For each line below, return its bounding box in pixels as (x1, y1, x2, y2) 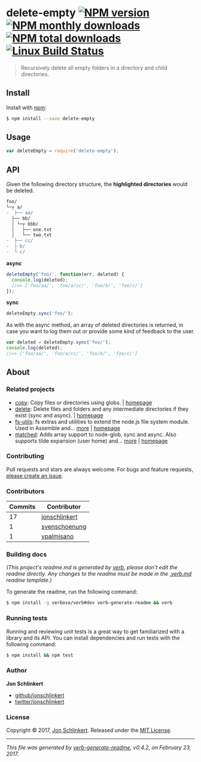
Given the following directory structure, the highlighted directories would (6, 181, 188, 188)
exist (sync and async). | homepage (14, 411, 103, 419)
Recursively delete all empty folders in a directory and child (20, 64, 167, 71)
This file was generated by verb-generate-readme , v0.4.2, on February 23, (6, 744, 191, 751)
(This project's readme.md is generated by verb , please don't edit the (6, 564, 178, 571)
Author (6, 667, 28, 675)
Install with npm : (6, 104, 47, 111)
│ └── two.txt (11, 232, 52, 238)
